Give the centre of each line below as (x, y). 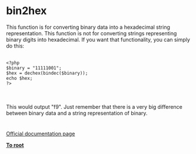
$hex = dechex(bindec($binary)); (47, 73)
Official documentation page (41, 134)
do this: (15, 46)
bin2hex (26, 11)
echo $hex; (19, 78)
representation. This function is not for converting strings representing (92, 33)
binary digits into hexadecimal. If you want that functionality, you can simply (98, 39)
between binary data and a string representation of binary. (77, 113)
